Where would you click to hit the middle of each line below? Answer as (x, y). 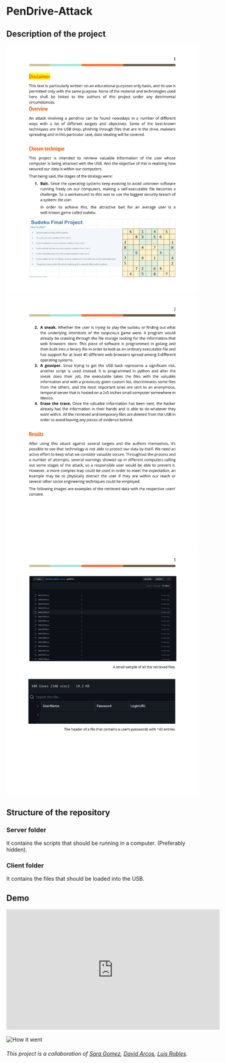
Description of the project (56, 34)
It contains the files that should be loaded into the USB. (76, 879)
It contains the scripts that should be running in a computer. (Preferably (96, 843)
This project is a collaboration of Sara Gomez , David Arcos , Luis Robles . (97, 1053)
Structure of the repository (58, 812)
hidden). (17, 850)
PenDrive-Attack (49, 11)
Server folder (26, 829)
